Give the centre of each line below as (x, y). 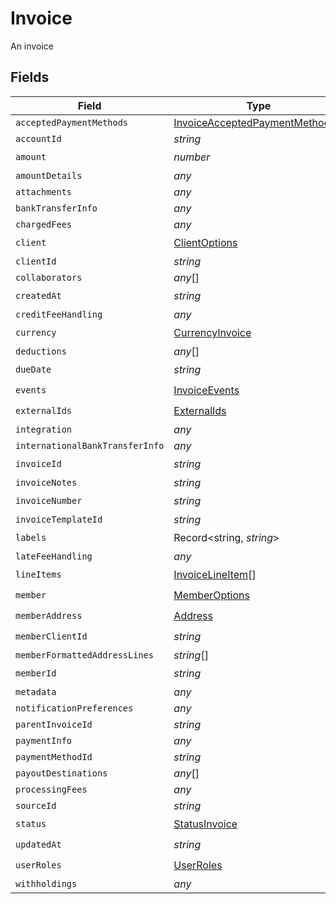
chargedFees (44, 224)
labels (31, 538)
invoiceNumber (49, 501)
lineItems (38, 575)
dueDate (33, 370)
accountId (38, 138)
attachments (44, 191)
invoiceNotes (46, 482)
